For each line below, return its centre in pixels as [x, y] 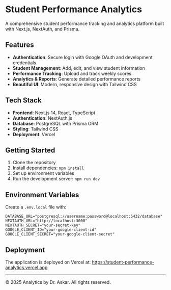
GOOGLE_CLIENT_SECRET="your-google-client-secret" [60, 234]
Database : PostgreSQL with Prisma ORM [55, 123]
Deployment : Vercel [34, 134]
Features [20, 45]
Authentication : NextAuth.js [42, 118]
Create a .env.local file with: [36, 207]
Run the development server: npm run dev [56, 179]
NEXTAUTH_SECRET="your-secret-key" [43, 225]
